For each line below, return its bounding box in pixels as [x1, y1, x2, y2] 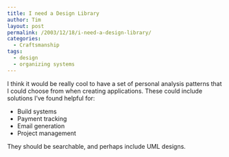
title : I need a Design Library [7, 10, 99, 17]
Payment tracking [16, 114, 67, 123]
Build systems [16, 107, 57, 115]
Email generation [16, 122, 65, 130]
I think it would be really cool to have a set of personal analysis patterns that [7, 79, 222, 87]
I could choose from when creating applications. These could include [7, 87, 203, 95]
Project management [16, 129, 77, 137]
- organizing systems [13, 61, 75, 68]
